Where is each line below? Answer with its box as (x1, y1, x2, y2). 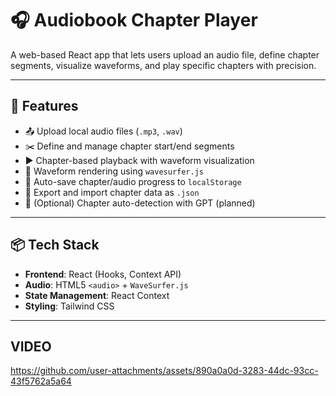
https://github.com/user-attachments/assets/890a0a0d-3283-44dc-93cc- (10, 365, 319, 377)
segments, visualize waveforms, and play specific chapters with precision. (10, 59, 317, 71)
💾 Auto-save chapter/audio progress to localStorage (24, 175, 242, 187)
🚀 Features (10, 98, 79, 115)
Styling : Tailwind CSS (24, 300, 115, 312)
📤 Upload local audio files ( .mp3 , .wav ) (24, 125, 183, 137)
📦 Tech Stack (10, 237, 100, 254)
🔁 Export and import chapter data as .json (24, 186, 200, 198)
